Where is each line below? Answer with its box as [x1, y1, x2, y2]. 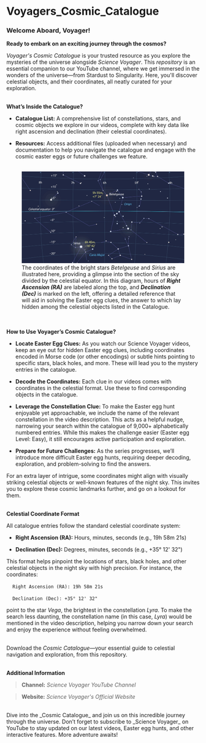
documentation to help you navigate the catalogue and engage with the [15, 146, 196, 154]
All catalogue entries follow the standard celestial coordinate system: [6, 522, 181, 529]
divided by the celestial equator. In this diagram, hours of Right [21, 277, 181, 285]
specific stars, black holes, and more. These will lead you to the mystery [15, 360, 198, 367]
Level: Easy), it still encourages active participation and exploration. [15, 436, 186, 443]
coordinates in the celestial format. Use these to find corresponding [15, 385, 186, 392]
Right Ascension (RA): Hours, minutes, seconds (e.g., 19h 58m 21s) [15, 534, 187, 541]
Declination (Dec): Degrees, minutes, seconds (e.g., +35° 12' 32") [15, 546, 183, 553]
